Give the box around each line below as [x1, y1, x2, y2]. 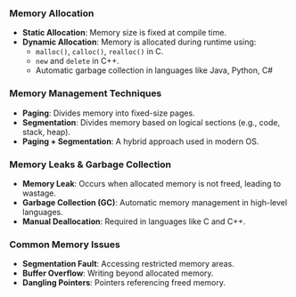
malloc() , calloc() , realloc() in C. [35, 46, 164, 57]
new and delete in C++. [35, 56, 119, 67]
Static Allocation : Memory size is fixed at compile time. [21, 28, 227, 38]
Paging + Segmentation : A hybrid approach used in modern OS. [21, 136, 259, 147]
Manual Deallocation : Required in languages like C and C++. [21, 216, 246, 227]
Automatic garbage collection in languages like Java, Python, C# [35, 65, 274, 76]
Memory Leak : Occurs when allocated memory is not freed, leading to [21, 178, 282, 189]
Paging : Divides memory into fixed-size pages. [21, 108, 195, 118]
